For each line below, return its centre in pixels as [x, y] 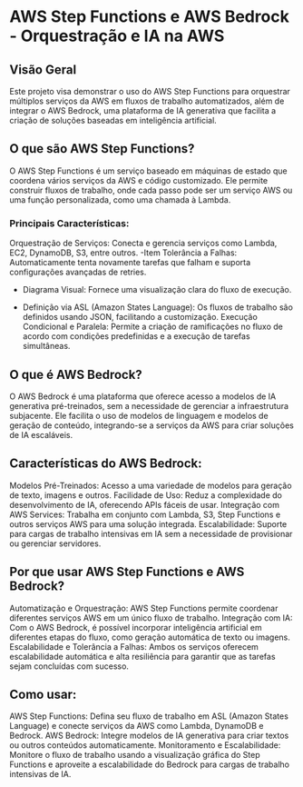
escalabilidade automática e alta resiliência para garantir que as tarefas [142, 656]
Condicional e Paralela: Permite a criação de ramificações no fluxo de [152, 327]
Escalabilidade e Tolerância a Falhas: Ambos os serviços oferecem [134, 646]
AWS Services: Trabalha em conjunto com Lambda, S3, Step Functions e [145, 514]
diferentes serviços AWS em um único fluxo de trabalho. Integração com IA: [151, 618]
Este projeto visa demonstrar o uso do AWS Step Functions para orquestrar [150, 91]
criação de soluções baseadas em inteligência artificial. [113, 120]
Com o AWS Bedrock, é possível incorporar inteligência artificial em [136, 627]
